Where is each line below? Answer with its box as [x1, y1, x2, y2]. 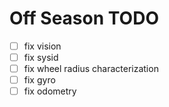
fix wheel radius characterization [23, 63, 159, 75]
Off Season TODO [9, 7, 159, 30]
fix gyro [23, 74, 56, 86]
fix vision [23, 40, 62, 52]
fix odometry [23, 85, 77, 97]
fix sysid [23, 52, 59, 63]
